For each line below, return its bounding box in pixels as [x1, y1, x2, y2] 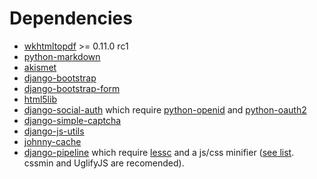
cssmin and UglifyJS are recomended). [23, 157, 185, 169]
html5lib [23, 93, 57, 105]
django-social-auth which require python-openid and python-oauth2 [23, 103, 307, 116]
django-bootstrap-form [23, 82, 121, 94]
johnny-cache [23, 135, 82, 147]
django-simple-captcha [23, 114, 122, 126]
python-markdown [23, 50, 101, 62]
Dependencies [9, 7, 133, 30]
